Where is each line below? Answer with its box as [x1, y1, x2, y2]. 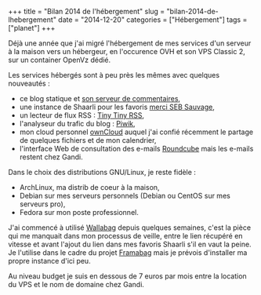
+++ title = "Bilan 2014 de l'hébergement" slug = [8, 7, 165, 16]
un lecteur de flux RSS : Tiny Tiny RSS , [19, 111, 145, 120]
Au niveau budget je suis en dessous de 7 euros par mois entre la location [8, 271, 247, 281]
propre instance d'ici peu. [8, 257, 92, 265]
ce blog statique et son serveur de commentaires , [19, 94, 181, 103]
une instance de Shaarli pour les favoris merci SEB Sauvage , [19, 102, 216, 111]
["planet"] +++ [8, 24, 56, 32]
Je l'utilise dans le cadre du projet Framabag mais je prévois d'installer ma [8, 248, 248, 257]
